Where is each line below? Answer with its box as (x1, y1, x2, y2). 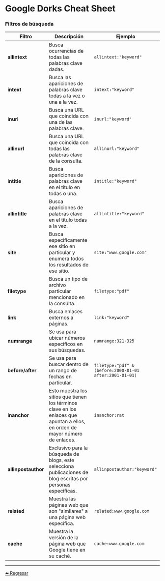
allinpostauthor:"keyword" (94, 466, 157, 472)
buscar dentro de (49, 361, 89, 368)
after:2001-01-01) (94, 373, 137, 378)
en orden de (49, 424, 77, 431)
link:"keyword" (94, 315, 130, 320)
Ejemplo (116, 33, 136, 40)
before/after (7, 367, 37, 374)
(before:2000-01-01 (94, 368, 140, 374)
